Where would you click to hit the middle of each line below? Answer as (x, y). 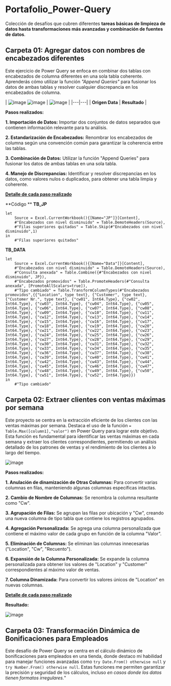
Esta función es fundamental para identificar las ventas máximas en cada (82, 436)
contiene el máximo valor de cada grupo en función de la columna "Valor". (83, 533)
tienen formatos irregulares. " (36, 678)
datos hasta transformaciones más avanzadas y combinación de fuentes (84, 29)
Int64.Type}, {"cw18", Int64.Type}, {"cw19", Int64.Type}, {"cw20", (80, 326)
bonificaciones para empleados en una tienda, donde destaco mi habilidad (84, 656)
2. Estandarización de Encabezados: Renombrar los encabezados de (79, 137)
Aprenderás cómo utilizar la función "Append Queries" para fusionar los (81, 81)
